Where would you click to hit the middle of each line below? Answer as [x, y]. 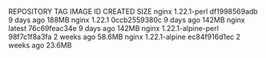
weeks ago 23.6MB [40, 45]
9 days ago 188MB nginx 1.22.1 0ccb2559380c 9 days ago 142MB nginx [127, 20]
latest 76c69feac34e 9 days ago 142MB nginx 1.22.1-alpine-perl [113, 28]
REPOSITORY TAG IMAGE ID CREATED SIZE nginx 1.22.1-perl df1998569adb [133, 12]
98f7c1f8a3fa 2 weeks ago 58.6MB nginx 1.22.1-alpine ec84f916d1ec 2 [125, 37]
